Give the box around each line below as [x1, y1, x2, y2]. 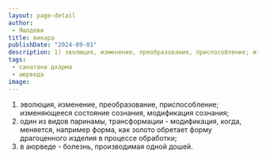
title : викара [8, 33, 55, 42]
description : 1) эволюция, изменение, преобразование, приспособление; [8, 48, 249, 56]
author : [8, 19, 34, 27]
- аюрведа [11, 70, 44, 78]
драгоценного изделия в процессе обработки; [19, 133, 177, 142]
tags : [8, 56, 26, 64]
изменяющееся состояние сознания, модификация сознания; [19, 108, 230, 117]
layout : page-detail [8, 11, 77, 20]
